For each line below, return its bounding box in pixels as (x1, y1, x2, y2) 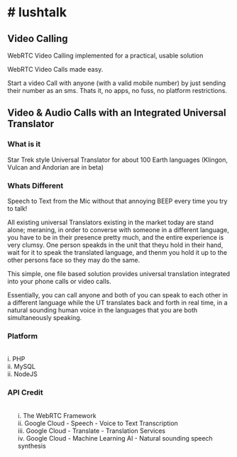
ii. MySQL (7, 363, 35, 371)
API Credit (7, 387, 44, 397)
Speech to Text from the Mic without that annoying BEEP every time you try (7, 197, 228, 205)
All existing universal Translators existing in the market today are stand (7, 218, 214, 226)
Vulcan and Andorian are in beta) (7, 163, 104, 171)
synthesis (17, 441, 46, 450)
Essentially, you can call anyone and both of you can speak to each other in (7, 290, 228, 299)
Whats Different (7, 180, 64, 190)
